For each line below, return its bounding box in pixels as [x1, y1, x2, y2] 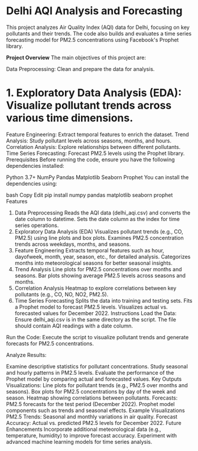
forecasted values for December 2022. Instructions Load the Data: [14, 309, 177, 317]
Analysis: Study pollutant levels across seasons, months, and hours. [6, 137, 172, 144]
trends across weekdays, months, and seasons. [14, 241, 131, 248]
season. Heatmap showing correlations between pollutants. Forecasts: [6, 394, 178, 401]
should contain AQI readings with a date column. [14, 322, 133, 329]
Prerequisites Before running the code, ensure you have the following [6, 155, 176, 163]
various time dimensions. [6, 111, 134, 125]
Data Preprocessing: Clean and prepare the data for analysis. [6, 65, 155, 72]
